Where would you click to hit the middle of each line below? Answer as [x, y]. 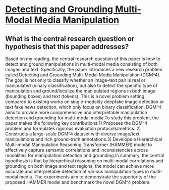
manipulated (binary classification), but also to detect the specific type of [81, 85]
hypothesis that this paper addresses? [67, 46]
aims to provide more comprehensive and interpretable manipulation [76, 112]
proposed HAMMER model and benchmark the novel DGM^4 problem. [78, 182]
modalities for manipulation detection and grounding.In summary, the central [85, 155]
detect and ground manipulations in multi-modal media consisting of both [81, 64]
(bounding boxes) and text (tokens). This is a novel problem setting [75, 96]
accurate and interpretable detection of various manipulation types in [77, 171]
